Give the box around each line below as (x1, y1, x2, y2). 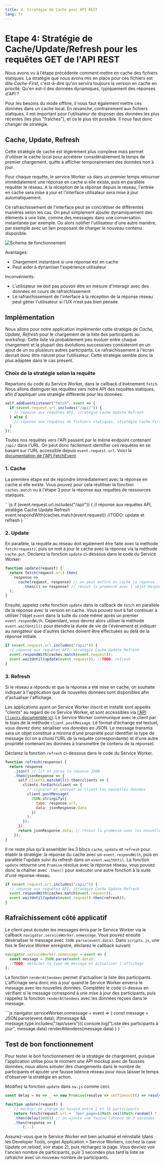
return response (9, 764, 43, 769)
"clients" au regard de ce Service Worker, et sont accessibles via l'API (5, 709, 146, 715)
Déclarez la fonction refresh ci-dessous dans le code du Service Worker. (5, 750, 153, 756)
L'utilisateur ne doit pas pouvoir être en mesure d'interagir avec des (12, 283, 149, 289)
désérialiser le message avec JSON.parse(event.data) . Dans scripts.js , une (5, 937, 160, 943)
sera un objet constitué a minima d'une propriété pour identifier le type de (5, 730, 155, 736)
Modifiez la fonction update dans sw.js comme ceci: (5, 1083, 110, 1089)
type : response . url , (36, 801, 78, 806)
